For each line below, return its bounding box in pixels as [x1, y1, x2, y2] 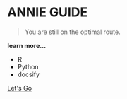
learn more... [7, 41, 47, 49]
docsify [17, 70, 40, 78]
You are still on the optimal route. [24, 28, 121, 36]
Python [17, 62, 39, 71]
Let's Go [7, 83, 32, 92]
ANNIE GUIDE [7, 4, 88, 21]
